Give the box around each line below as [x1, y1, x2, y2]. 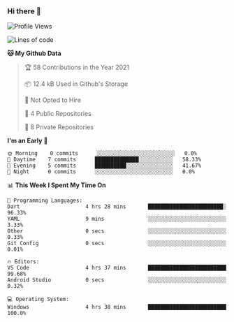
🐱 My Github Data [7, 49, 61, 58]
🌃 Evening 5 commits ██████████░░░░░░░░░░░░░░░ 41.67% [7, 162, 201, 170]
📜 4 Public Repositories [24, 110, 92, 118]
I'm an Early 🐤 [7, 136, 48, 145]
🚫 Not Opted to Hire [24, 96, 82, 104]
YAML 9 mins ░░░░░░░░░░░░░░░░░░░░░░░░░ [7, 216, 227, 223]
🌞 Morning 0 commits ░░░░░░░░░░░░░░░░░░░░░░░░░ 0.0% [7, 150, 198, 157]
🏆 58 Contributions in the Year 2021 [24, 63, 130, 72]
